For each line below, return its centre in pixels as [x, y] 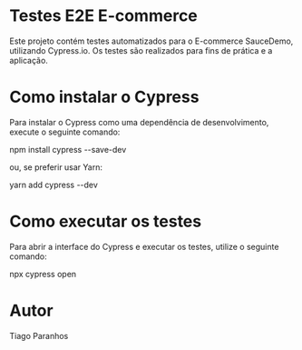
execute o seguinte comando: [65, 132]
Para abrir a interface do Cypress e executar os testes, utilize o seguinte [144, 246]
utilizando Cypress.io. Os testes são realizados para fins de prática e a [141, 50]
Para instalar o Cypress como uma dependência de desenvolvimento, [139, 122]
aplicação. [29, 60]
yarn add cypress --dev [54, 185]
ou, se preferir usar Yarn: [56, 167]
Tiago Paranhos [39, 335]
